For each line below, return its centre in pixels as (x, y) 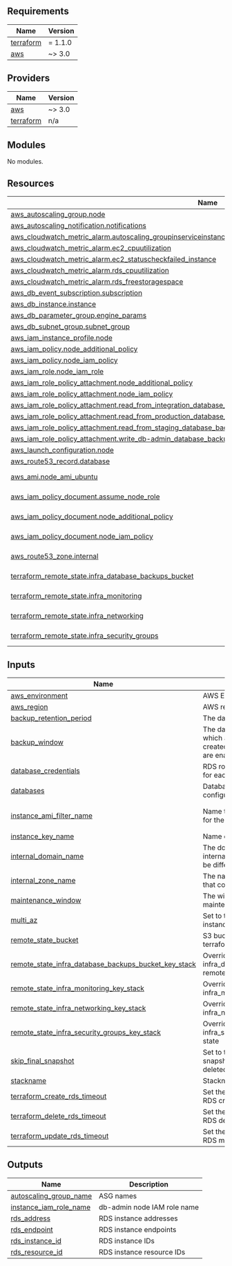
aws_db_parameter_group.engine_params (79, 316)
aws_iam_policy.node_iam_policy (65, 361)
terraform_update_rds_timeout (60, 1136)
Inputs (21, 665)
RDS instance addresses (138, 1218)
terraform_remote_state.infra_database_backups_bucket (102, 576)
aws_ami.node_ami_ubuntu (54, 477)
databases (28, 791)
